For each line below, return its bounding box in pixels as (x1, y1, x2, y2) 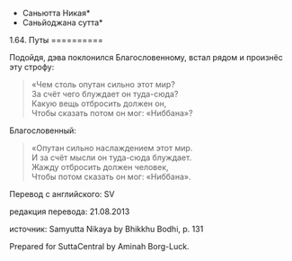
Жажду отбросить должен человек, (31, 162, 169, 172)
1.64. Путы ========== (9, 35, 103, 45)
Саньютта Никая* (22, 8, 91, 18)
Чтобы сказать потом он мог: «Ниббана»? (31, 108, 193, 118)
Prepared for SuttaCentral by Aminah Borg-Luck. (9, 241, 190, 251)
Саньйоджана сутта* (22, 17, 103, 28)
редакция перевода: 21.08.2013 (9, 206, 130, 217)
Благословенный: (9, 125, 76, 136)
